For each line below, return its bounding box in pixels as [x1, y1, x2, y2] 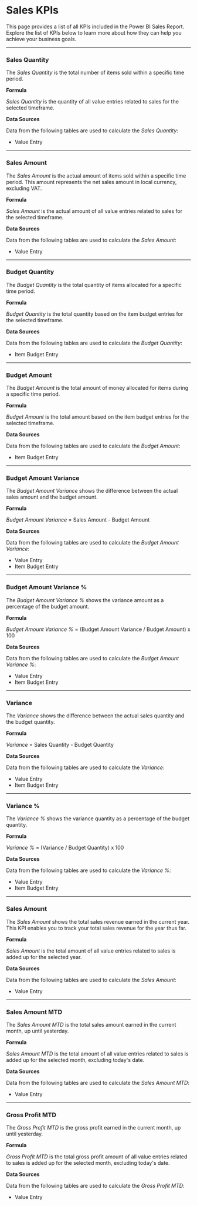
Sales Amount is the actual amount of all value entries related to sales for [6, 207, 183, 215]
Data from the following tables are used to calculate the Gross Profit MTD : [6, 1182, 185, 1190]
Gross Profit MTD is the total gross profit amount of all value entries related [6, 1153, 188, 1160]
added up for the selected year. [6, 953, 82, 960]
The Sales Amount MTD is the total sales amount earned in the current [6, 1021, 176, 1028]
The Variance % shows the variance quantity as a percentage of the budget [6, 815, 189, 822]
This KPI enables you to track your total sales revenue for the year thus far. [6, 924, 186, 931]
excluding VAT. [6, 185, 42, 192]
